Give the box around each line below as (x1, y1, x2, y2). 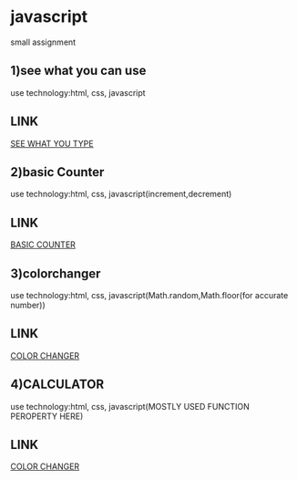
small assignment (10, 37, 77, 47)
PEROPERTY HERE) (10, 411, 84, 422)
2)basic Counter (10, 164, 105, 180)
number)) (10, 299, 46, 310)
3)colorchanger (10, 266, 101, 281)
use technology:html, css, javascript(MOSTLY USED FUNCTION (10, 401, 250, 412)
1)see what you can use (10, 63, 147, 78)
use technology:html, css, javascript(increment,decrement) (10, 189, 232, 200)
